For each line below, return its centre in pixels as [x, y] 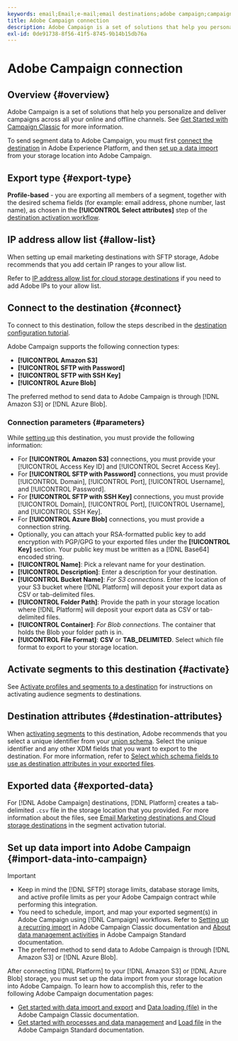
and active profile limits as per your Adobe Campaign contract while [117, 897]
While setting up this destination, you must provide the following [101, 437]
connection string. [44, 527]
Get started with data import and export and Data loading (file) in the [118, 1008]
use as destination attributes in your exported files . [81, 763]
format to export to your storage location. [78, 647]
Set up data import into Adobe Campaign [99, 848]
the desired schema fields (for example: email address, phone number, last [117, 203]
